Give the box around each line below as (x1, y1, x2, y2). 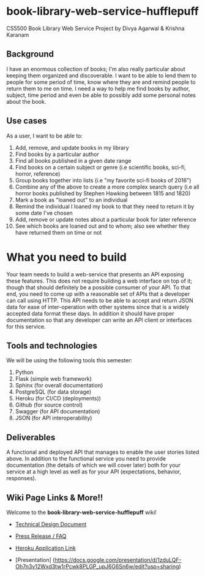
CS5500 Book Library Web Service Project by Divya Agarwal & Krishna (6, 25, 185, 32)
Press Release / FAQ (15, 532, 67, 540)
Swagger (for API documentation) (15, 408, 100, 415)
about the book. (6, 98, 47, 105)
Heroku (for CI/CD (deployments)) (15, 395, 101, 402)
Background (6, 49, 54, 60)
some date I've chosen (15, 209, 73, 216)
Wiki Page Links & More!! (6, 492, 103, 503)
